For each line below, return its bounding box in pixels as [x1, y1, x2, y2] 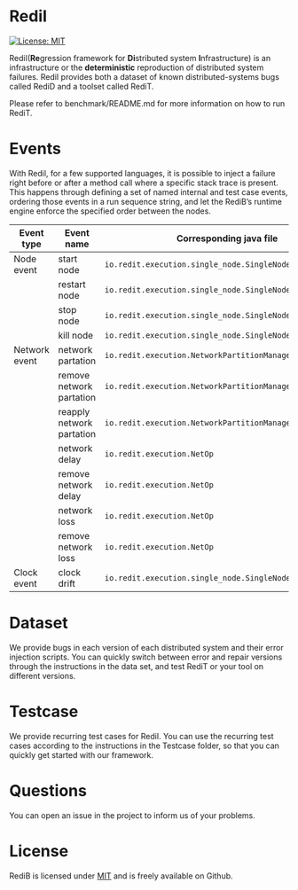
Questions [9, 780, 87, 800]
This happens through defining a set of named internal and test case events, [9, 186, 288, 197]
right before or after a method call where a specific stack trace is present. [9, 177, 279, 188]
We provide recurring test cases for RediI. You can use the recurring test [9, 730, 274, 741]
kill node [58, 329, 94, 341]
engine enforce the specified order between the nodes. [9, 206, 211, 216]
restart [58, 277, 86, 290]
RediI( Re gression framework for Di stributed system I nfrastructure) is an [9, 52, 271, 63]
